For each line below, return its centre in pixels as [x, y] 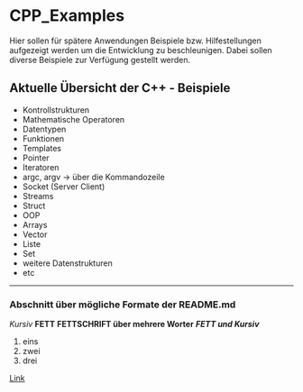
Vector [35, 234]
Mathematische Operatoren [73, 119]
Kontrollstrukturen [56, 110]
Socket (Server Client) [64, 187]
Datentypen [44, 129]
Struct [34, 205]
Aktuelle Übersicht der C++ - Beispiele [120, 88]
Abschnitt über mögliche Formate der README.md [123, 305]
